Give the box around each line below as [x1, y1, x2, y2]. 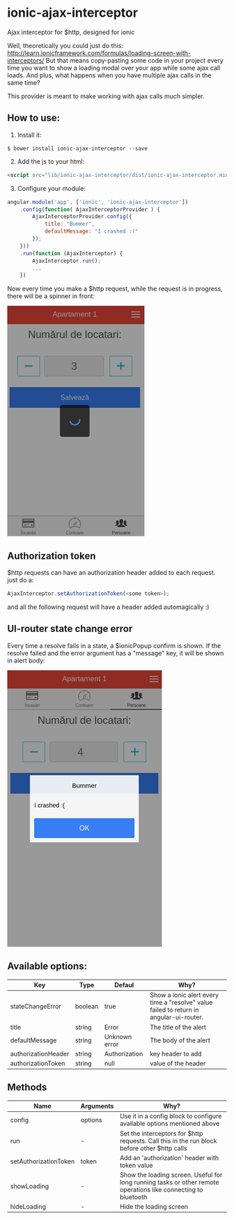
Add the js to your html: [17, 157, 85, 165]
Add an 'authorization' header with [119, 1153, 219, 1161]
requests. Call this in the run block [119, 1136, 217, 1145]
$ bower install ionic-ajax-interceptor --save [7, 145, 148, 152]
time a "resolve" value [149, 998, 213, 1007]
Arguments [80, 1102, 114, 1111]
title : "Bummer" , [44, 221, 95, 228]
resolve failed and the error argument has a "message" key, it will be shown [7, 649, 224, 657]
